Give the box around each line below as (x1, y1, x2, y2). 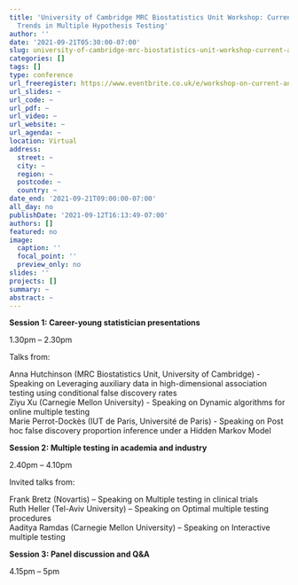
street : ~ (17, 152, 53, 162)
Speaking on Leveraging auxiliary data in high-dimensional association (9, 378, 268, 389)
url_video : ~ (9, 112, 58, 121)
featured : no (9, 227, 58, 236)
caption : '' (17, 244, 62, 253)
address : (9, 144, 42, 153)
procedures (9, 513, 51, 524)
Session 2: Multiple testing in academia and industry (9, 442, 208, 453)
